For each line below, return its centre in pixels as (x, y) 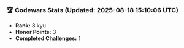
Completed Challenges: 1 (48, 38)
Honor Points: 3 (36, 32)
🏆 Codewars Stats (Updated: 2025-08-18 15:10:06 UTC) (93, 10)
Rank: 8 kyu (30, 26)
